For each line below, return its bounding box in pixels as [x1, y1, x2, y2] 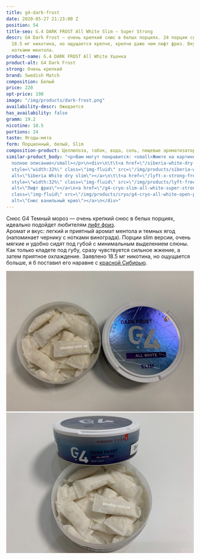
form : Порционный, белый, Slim [6, 142, 84, 147]
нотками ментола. [11, 48, 55, 54]
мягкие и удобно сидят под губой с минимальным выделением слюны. [6, 240, 189, 247]
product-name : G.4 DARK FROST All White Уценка [6, 54, 127, 59]
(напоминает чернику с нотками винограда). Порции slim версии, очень [6, 234, 191, 241]
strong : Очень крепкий [6, 66, 62, 72]
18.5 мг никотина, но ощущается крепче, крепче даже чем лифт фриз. [11, 41, 185, 47]
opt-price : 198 [6, 91, 44, 98]
